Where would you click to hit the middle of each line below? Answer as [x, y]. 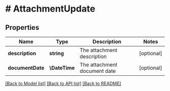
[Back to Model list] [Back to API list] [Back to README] [63, 83]
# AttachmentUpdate [50, 9]
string [57, 53]
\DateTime [62, 68]
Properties [22, 28]
